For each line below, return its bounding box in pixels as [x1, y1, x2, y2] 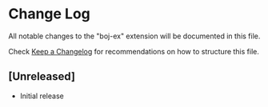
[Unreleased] [8, 69, 76, 84]
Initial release [19, 91, 64, 101]
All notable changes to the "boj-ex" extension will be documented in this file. [8, 31, 261, 41]
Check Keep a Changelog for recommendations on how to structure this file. [8, 46, 260, 56]
